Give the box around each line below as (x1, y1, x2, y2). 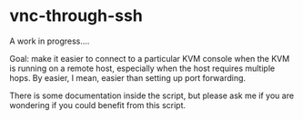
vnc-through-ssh (9, 5, 143, 26)
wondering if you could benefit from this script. (9, 99, 187, 110)
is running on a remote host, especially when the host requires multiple (9, 63, 276, 74)
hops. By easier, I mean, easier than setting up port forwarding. (9, 72, 247, 83)
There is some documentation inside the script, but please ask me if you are (9, 90, 294, 101)
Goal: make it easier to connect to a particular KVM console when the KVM (9, 53, 290, 64)
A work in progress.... (9, 35, 90, 46)
